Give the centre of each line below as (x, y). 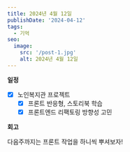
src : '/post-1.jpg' (48, 53)
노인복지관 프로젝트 (44, 94)
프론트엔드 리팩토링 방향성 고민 (70, 112)
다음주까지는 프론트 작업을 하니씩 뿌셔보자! (65, 142)
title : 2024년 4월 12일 (39, 14)
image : (23, 46)
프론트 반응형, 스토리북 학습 (65, 103)
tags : (15, 26)
